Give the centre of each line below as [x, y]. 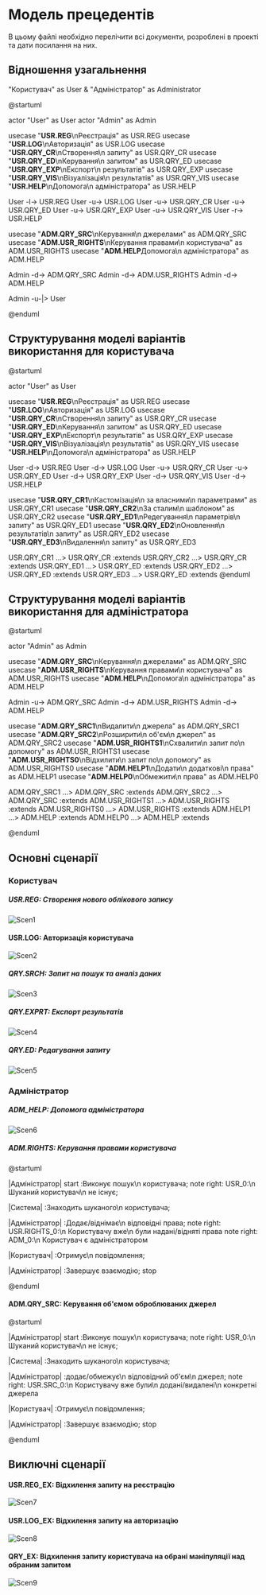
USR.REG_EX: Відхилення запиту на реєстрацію [92, 1484]
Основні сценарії [53, 858]
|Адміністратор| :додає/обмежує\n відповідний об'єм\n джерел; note [126, 1376]
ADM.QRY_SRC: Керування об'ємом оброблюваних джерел [112, 1304]
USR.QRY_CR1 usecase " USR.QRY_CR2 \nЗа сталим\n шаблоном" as [121, 508]
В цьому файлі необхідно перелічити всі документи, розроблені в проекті [133, 37]
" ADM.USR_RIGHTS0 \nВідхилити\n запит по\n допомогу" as [110, 760]
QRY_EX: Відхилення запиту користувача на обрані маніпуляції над [127, 1557]
